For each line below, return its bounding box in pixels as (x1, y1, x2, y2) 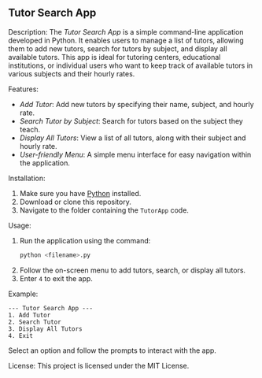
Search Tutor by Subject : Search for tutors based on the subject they (19, 116, 244, 125)
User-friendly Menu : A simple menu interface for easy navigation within (19, 150, 252, 159)
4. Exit (8, 332, 34, 339)
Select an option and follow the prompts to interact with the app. (8, 346, 216, 355)
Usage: (8, 220, 31, 230)
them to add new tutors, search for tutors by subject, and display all (8, 43, 227, 54)
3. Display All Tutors (8, 324, 83, 333)
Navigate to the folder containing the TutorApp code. (19, 205, 189, 215)
